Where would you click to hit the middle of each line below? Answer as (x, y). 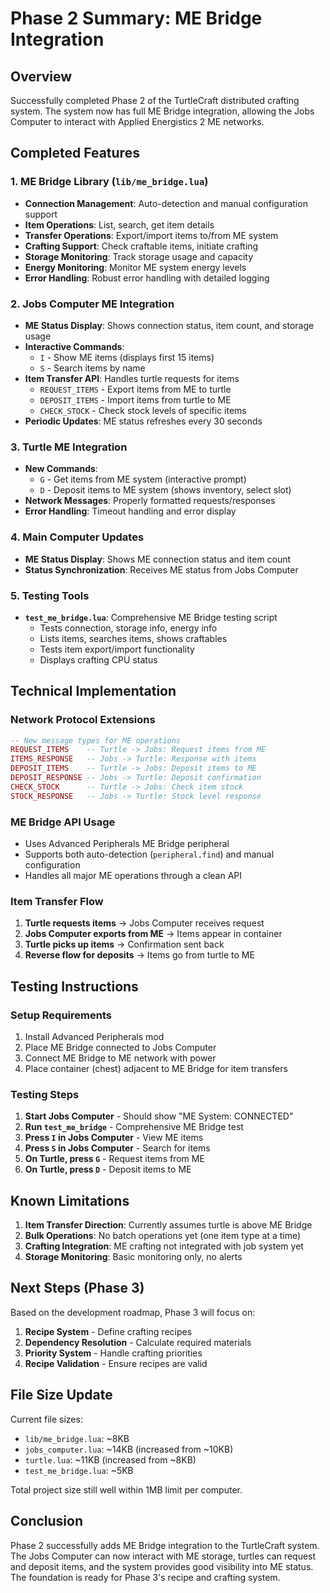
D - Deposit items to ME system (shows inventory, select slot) (165, 490)
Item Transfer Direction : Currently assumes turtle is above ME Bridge (168, 1225)
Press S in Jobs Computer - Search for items (117, 1148)
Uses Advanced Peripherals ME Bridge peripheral (127, 843)
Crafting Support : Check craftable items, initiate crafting (141, 246)
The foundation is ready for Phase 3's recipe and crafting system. (145, 1577)
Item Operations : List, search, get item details (119, 224)
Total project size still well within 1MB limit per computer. (126, 1489)
